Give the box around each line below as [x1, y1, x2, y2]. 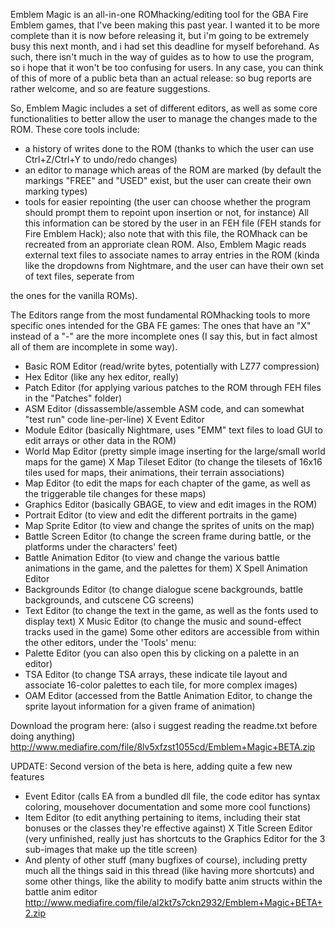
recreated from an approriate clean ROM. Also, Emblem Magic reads [24, 239, 307, 250]
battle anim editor [24, 886, 98, 898]
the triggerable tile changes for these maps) [24, 488, 207, 499]
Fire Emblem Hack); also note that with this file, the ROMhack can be [24, 228, 308, 239]
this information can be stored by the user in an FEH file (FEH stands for [24, 217, 322, 229]
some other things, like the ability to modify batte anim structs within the [24, 875, 323, 887]
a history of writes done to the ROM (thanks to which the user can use [24, 143, 315, 154]
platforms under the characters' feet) [24, 541, 178, 553]
